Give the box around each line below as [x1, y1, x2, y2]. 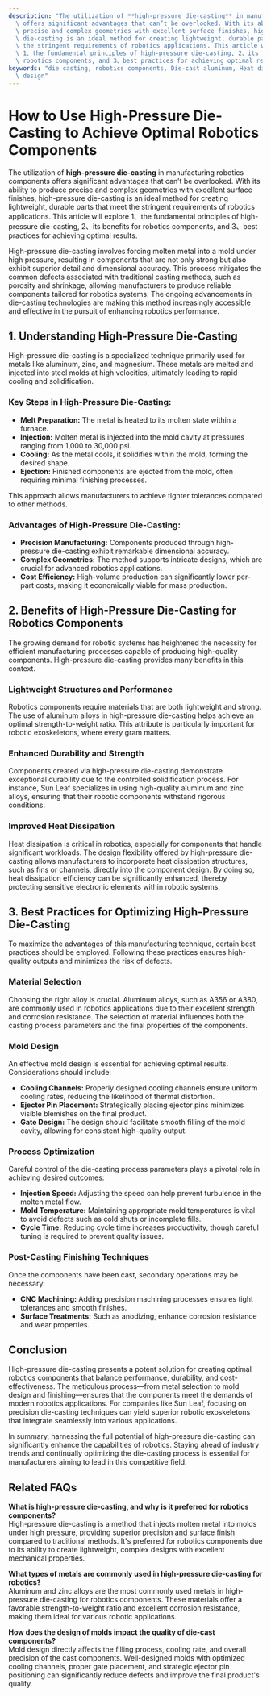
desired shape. [19, 457, 70, 468]
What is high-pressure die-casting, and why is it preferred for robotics [8, 1502, 249, 1512]
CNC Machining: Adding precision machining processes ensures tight [19, 1294, 254, 1303]
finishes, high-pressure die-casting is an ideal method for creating [8, 193, 228, 202]
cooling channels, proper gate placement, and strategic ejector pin [8, 1662, 230, 1672]
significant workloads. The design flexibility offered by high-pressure [8, 848, 238, 857]
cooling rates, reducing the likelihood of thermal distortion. [19, 1092, 215, 1102]
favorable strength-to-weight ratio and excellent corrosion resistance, [8, 1603, 240, 1613]
